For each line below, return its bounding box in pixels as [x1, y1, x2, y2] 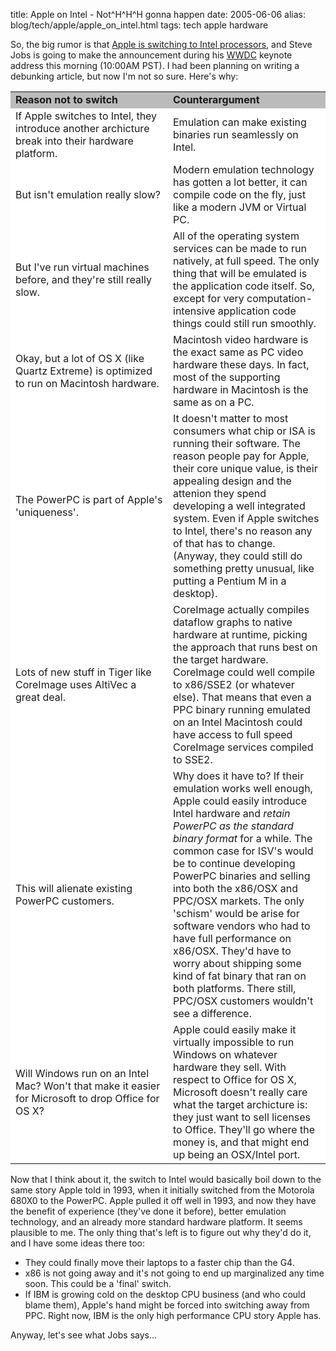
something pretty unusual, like [173, 562, 315, 575]
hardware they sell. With [173, 1060, 287, 1074]
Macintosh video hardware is [173, 333, 309, 346]
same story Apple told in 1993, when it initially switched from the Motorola [10, 1184, 315, 1196]
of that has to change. [173, 537, 276, 550]
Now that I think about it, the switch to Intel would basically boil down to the [10, 1174, 322, 1185]
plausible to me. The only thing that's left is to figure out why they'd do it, [10, 1227, 312, 1238]
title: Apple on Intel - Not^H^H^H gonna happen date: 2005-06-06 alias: [10, 9, 307, 20]
